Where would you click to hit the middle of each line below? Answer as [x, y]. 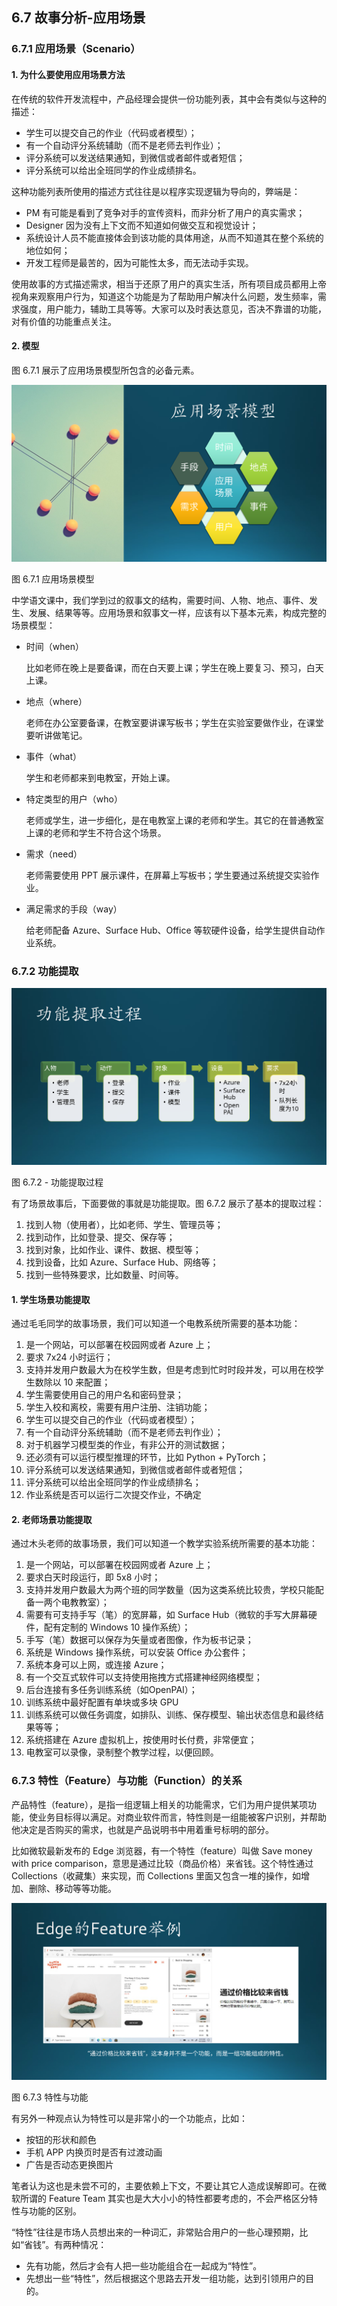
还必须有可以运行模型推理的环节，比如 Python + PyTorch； [147, 1457]
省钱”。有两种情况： [66, 2244]
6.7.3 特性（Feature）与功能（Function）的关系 [127, 1781]
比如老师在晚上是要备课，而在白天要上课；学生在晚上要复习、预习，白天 [174, 667]
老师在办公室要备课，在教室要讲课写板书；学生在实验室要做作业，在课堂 [174, 722]
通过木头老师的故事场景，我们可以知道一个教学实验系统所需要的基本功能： [164, 1544]
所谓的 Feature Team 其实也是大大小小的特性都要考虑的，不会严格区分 [164, 2198]
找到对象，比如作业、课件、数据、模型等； [113, 1250]
